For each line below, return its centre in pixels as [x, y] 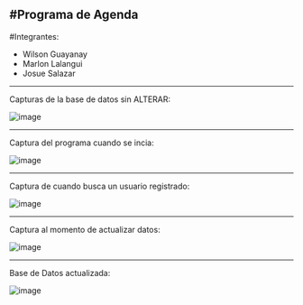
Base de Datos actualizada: [60, 273]
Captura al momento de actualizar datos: [85, 229]
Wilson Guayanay [55, 54]
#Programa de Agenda [74, 15]
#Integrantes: [34, 36]
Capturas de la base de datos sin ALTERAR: [90, 99]
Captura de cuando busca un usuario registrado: [100, 186]
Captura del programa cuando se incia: [82, 143]
